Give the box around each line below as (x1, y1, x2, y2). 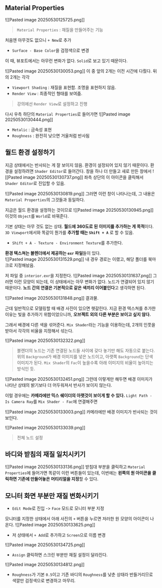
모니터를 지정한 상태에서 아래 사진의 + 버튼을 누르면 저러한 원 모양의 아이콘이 (5, 516, 149, 521)
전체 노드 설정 (16, 435, 43, 440)
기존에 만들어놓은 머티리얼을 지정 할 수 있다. (17, 476, 99, 482)
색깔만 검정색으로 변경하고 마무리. (12, 578, 76, 584)
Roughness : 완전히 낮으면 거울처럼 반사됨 (12, 133, 90, 138)
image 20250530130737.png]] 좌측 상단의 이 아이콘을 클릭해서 (23, 174, 144, 180)
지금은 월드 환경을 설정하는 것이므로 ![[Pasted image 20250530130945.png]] (5, 207, 154, 213)
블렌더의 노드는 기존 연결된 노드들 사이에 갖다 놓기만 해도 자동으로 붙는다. (16, 347, 155, 353)
